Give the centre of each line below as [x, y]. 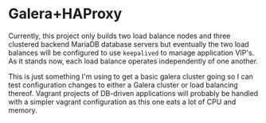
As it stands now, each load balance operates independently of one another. [133, 61]
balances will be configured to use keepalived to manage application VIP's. [131, 52]
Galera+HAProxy [65, 14]
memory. [23, 110]
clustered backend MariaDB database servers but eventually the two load [129, 44]
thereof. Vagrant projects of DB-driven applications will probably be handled [133, 93]
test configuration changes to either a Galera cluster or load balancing [123, 85]
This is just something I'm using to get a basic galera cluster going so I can [131, 76]
